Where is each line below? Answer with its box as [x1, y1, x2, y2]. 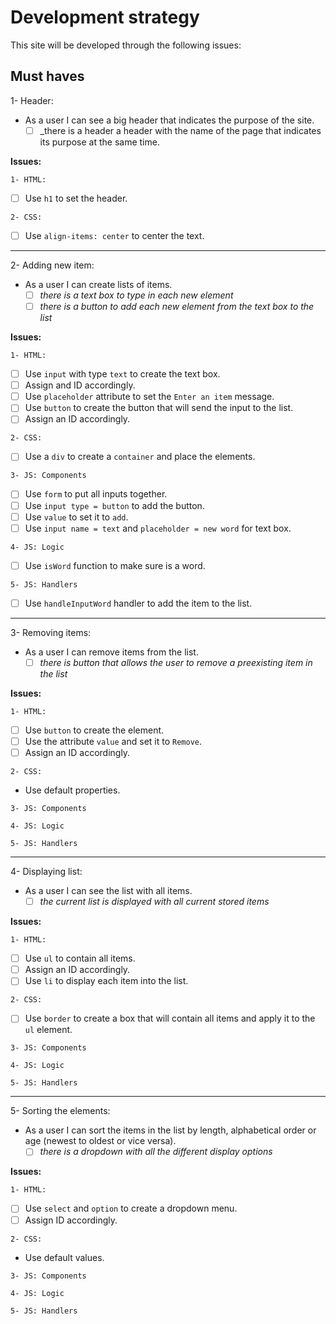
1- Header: [10, 94, 54, 106]
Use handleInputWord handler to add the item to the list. [24, 597, 253, 609]
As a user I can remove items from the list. [24, 646, 199, 658]
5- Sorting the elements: [10, 1105, 111, 1117]
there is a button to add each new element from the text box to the [39, 301, 315, 312]
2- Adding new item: [10, 259, 95, 271]
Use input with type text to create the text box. [24, 368, 221, 380]
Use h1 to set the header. [24, 192, 128, 204]
